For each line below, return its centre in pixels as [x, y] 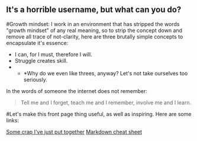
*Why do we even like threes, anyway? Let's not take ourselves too [106, 73]
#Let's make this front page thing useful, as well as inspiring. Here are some [99, 114]
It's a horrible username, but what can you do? [94, 10]
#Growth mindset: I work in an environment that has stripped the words [93, 24]
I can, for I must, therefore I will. [54, 54]
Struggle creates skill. [41, 60]
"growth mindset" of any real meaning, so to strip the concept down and [94, 30]
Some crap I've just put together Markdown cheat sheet [74, 132]
